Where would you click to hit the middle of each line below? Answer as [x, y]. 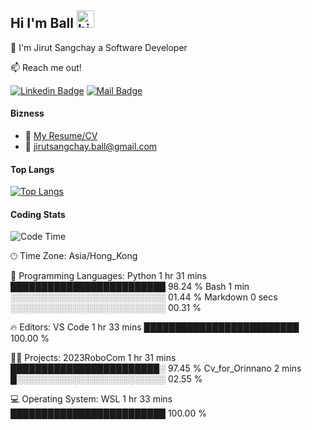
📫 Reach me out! [46, 67]
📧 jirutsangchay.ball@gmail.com [91, 147]
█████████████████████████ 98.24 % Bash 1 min [130, 287]
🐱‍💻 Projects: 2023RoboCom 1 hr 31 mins [93, 358]
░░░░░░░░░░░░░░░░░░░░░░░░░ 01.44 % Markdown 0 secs [144, 297]
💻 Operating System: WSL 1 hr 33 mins [91, 399]
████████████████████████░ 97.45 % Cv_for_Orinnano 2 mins [156, 368]
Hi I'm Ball [42, 23]
